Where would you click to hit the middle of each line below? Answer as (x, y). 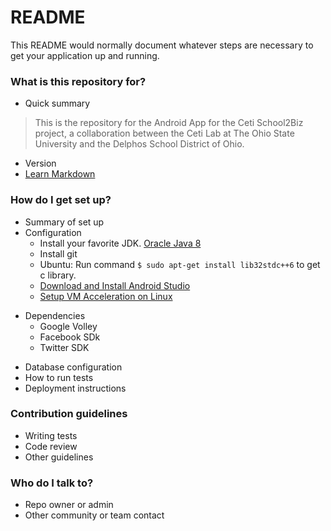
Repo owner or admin (69, 505)
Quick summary (57, 103)
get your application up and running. (85, 55)
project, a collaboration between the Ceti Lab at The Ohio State (164, 133)
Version (40, 163)
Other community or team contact (94, 515)
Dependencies (55, 315)
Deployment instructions (75, 388)
